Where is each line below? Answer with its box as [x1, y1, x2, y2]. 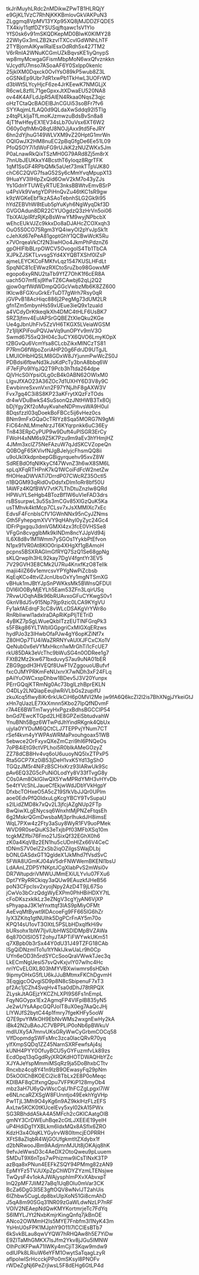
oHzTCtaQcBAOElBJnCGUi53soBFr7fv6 [6, 100, 104, 106]
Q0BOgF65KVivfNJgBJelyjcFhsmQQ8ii [6, 447, 102, 454]
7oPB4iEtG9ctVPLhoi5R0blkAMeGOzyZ [6, 744, 103, 751]
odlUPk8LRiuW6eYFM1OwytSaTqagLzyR [6, 1249, 106, 1256]
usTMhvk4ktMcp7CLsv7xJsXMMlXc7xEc [6, 504, 107, 511]
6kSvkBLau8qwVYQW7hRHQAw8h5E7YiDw [6, 1230, 113, 1237]
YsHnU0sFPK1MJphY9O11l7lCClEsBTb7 [6, 1224, 103, 1231]
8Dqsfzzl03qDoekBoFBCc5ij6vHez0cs [6, 410, 101, 416]
